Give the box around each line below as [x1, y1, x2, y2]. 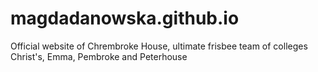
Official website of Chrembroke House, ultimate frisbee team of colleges [10, 40, 308, 52]
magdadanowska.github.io [10, 7, 240, 30]
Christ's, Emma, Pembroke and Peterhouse [10, 50, 188, 62]
